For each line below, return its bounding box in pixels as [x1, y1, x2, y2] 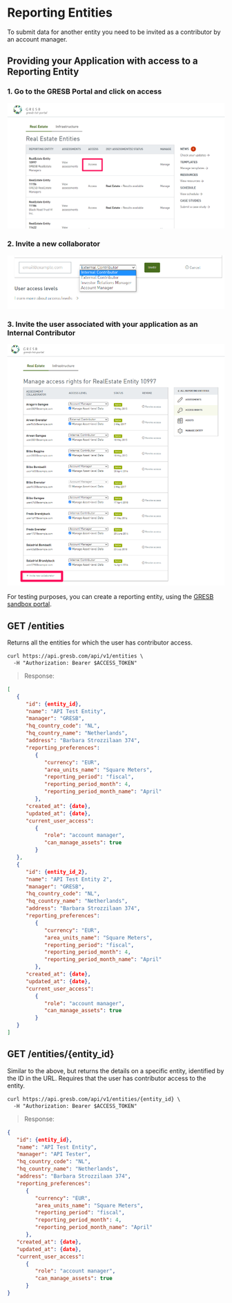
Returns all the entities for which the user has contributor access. [7, 638, 193, 647]
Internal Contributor [7, 327, 76, 337]
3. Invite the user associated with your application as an [7, 319, 198, 329]
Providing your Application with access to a [7, 55, 198, 67]
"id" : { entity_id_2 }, [25, 868, 88, 875]
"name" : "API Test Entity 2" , [25, 876, 113, 883]
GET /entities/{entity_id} [7, 1048, 115, 1060]
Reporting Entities [7, 5, 113, 21]
